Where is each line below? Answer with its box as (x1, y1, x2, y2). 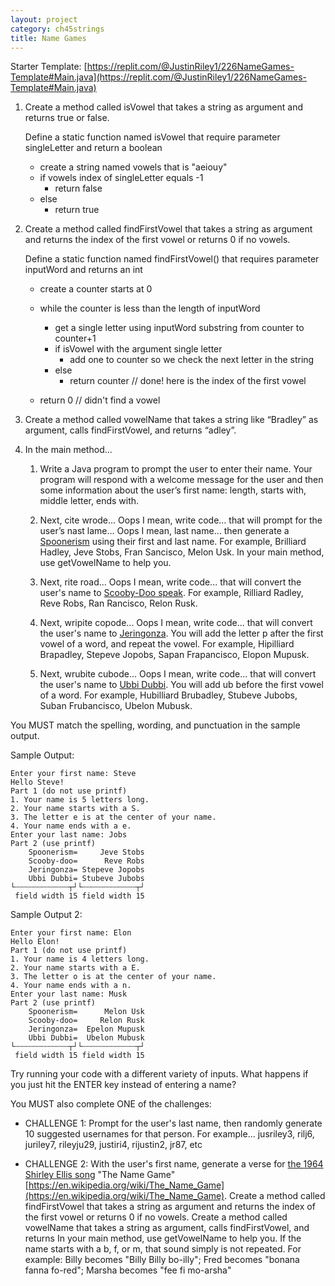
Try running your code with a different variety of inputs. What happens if (10, 1068, 309, 1080)
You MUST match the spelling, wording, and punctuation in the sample (10, 719, 301, 731)
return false (54, 182, 103, 195)
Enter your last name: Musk (10, 989, 128, 1000)
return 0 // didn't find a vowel (39, 394, 161, 406)
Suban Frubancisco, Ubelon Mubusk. (39, 700, 193, 712)
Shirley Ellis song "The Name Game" (24, 1169, 176, 1181)
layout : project (10, 14, 78, 25)
